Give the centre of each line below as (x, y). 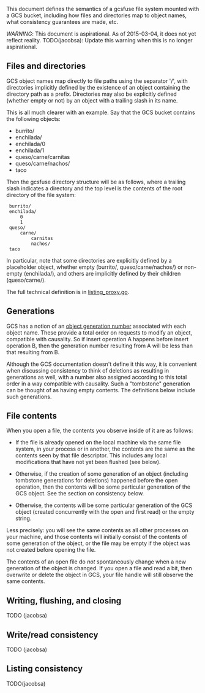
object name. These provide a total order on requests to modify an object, (99, 332)
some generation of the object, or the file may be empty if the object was (99, 543)
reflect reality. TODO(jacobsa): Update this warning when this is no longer (99, 40)
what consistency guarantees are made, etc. (62, 22)
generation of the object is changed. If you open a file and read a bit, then (99, 568)
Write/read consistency (52, 635)
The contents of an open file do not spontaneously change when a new (96, 562)
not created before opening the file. (51, 550)
